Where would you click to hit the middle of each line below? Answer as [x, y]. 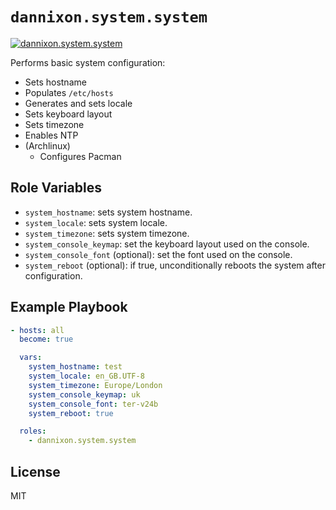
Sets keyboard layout [68, 114]
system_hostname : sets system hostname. [108, 212]
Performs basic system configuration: [88, 62]
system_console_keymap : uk [84, 394]
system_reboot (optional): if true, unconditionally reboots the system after [175, 265]
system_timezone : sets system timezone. [107, 233]
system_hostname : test [75, 367]
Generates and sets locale [78, 103]
